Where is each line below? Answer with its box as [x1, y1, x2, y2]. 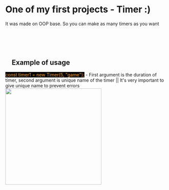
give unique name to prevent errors [5, 83, 80, 89]
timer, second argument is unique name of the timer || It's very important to [5, 77, 164, 83]
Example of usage [12, 58, 70, 67]
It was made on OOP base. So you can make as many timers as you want [5, 21, 159, 27]
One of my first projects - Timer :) [5, 4, 151, 15]
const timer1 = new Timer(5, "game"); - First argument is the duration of [5, 72, 157, 78]
